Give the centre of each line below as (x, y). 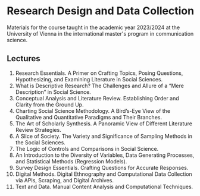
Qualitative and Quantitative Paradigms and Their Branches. (89, 117)
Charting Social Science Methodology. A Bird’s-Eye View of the (93, 110)
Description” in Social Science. (53, 92)
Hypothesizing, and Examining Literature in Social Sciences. (89, 79)
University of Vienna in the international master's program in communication (100, 33)
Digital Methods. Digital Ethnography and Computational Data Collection (104, 174)
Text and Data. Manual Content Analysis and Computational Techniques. (104, 186)
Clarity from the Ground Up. (49, 105)
